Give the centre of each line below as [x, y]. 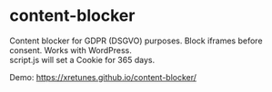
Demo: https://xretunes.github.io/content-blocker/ [103, 77]
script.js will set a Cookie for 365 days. [82, 60]
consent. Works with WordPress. [71, 50]
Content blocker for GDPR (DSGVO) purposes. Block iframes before [136, 41]
